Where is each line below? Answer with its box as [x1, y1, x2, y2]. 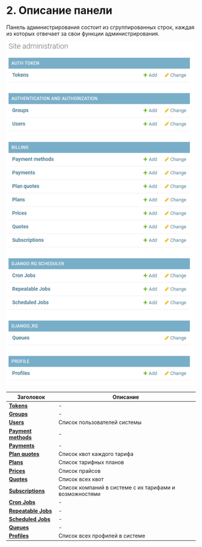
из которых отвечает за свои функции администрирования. [6, 30, 160, 37]
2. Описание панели [6, 4, 112, 17]
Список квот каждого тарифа [58, 451, 134, 458]
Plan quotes [8, 451, 40, 458]
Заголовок [17, 393, 45, 400]
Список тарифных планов [58, 459, 124, 466]
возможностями [58, 490, 101, 498]
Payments [8, 441, 35, 449]
